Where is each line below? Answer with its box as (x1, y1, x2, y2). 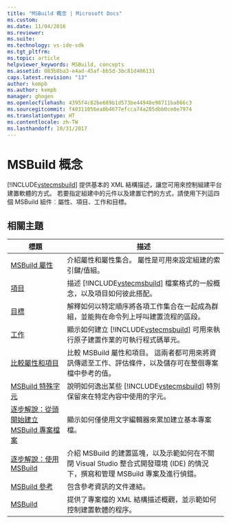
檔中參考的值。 (67, 369, 115, 378)
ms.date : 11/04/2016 (7, 23, 67, 30)
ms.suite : (7, 36, 36, 43)
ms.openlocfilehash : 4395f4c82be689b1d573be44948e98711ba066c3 (7, 100, 192, 106)
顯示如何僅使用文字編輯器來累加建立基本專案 (67, 415, 212, 424)
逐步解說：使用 (10, 455, 60, 464)
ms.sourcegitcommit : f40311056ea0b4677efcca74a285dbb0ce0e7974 (7, 106, 192, 113)
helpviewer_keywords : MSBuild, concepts (7, 61, 125, 68)
